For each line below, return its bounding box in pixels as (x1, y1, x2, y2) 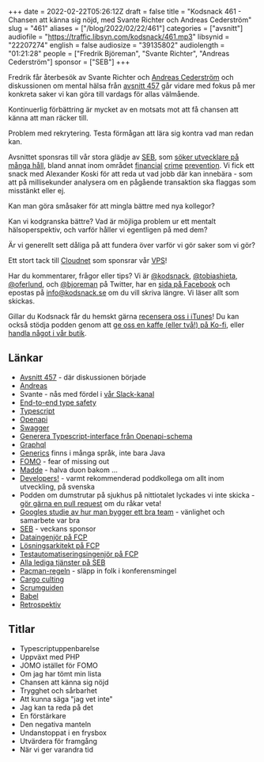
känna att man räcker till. (8, 113, 89, 122)
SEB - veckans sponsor (19, 524, 96, 533)
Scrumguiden (19, 582, 64, 592)
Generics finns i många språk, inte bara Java (19, 448, 166, 458)
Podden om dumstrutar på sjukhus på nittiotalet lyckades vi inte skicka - (19, 490, 255, 500)
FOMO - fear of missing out (19, 456, 109, 466)
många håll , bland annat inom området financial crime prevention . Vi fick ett (8, 161, 255, 170)
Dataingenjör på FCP (19, 532, 88, 542)
